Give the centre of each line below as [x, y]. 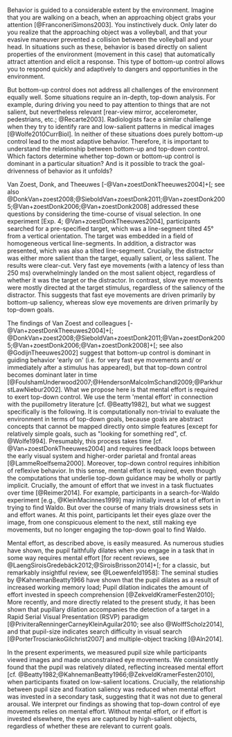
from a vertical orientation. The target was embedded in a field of [100, 236]
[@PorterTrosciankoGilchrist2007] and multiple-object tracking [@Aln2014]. [115, 639]
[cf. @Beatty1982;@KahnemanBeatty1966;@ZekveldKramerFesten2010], [111, 675]
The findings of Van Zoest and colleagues [67, 323]
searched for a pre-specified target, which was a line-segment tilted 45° [110, 229]
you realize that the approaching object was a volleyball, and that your [107, 32]
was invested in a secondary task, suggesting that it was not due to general [115, 696]
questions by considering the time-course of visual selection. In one [104, 214]
